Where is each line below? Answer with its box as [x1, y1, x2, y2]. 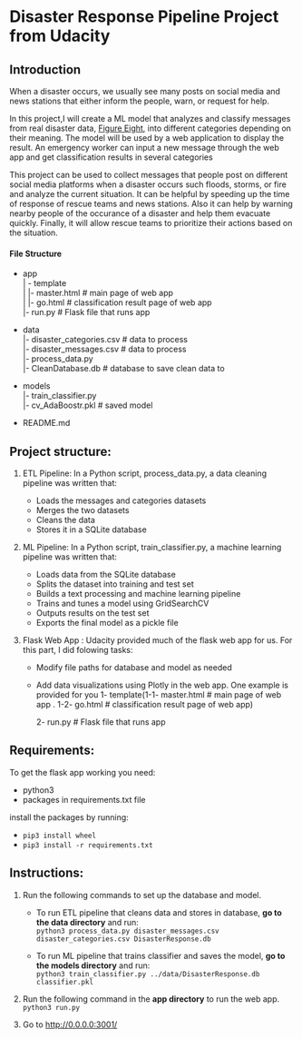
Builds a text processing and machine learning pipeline [35, 589, 241, 599]
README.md [22, 418, 71, 429]
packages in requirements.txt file [22, 794, 146, 805]
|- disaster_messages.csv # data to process [22, 343, 187, 355]
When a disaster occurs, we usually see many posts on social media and [9, 86, 281, 96]
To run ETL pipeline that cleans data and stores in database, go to [35, 906, 283, 918]
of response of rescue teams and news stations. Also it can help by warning [9, 198, 293, 209]
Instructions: [9, 866, 84, 881]
